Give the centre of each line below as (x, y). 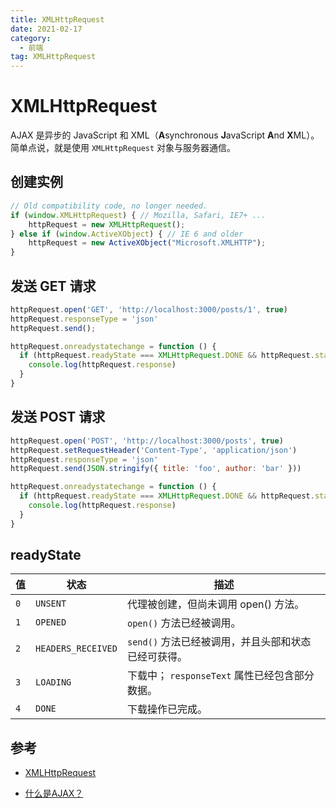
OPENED (51, 622)
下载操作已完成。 (167, 709)
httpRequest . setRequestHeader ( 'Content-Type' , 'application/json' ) (154, 450)
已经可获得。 (157, 657)
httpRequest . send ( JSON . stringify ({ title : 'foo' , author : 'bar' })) (156, 469)
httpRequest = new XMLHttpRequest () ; (107, 224)
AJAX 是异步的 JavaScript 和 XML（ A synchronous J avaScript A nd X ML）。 (165, 135)
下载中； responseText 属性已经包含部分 (220, 676)
